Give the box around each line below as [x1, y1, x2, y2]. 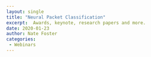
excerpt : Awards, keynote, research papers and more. [6, 20, 146, 26]
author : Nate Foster [6, 31, 58, 37]
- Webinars [8, 42, 36, 48]
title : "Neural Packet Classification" [6, 14, 106, 20]
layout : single [6, 8, 44, 15]
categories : [6, 36, 36, 42]
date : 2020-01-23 [6, 25, 50, 31]
